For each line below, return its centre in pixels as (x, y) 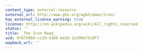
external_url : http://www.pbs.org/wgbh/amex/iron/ (60, 15)
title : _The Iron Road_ (31, 33)
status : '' (17, 29)
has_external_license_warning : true (44, 19)
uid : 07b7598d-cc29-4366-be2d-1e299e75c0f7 (52, 38)
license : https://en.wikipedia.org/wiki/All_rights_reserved (72, 24)
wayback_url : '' (22, 43)
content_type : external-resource (41, 10)
